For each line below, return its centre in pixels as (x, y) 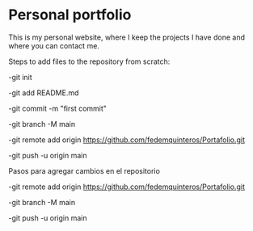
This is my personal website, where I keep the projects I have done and (126, 37)
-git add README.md (44, 92)
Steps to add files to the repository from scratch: (89, 61)
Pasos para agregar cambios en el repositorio (84, 170)
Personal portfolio (70, 15)
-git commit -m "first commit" (58, 108)
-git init (20, 77)
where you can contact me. (54, 45)
